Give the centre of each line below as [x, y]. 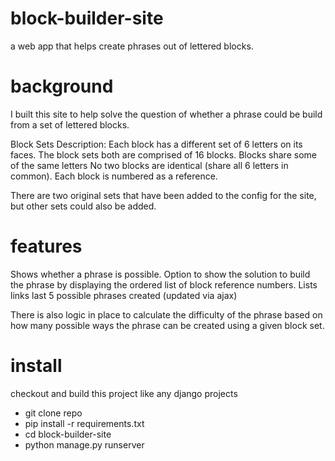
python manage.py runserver [84, 444]
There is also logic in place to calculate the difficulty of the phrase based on [166, 314]
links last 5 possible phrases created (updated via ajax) [124, 295]
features [46, 246]
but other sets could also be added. [83, 206]
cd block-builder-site [68, 434]
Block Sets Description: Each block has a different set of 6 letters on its [156, 144]
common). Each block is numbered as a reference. [114, 176]
